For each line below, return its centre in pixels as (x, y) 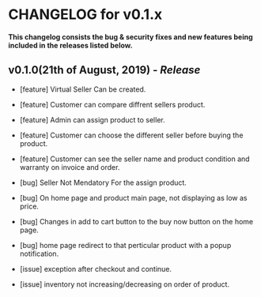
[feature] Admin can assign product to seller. (92, 119)
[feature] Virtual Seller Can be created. (83, 89)
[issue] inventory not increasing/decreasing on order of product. (125, 284)
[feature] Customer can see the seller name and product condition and (135, 159)
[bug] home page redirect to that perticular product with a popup (125, 245)
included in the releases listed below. (70, 45)
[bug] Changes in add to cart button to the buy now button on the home (136, 221)
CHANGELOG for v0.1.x (85, 15)
